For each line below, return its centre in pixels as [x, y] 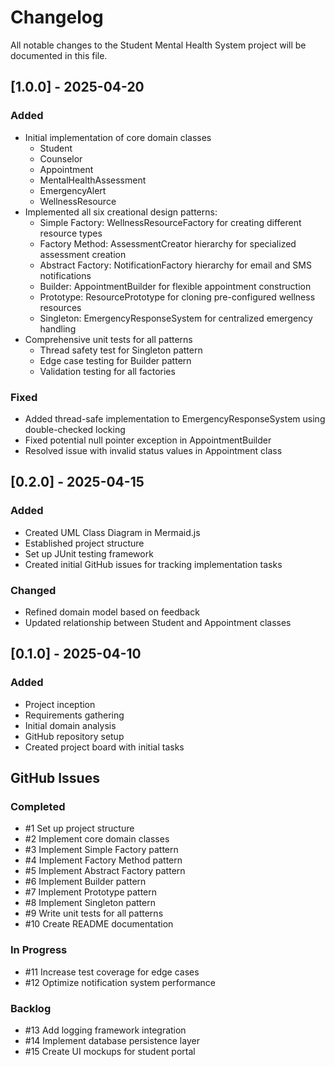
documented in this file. [59, 55]
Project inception [60, 704]
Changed [33, 590]
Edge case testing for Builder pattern [115, 360]
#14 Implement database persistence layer [112, 1040]
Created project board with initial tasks [104, 747]
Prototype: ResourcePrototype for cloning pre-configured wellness [177, 297]
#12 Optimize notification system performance [120, 982]
